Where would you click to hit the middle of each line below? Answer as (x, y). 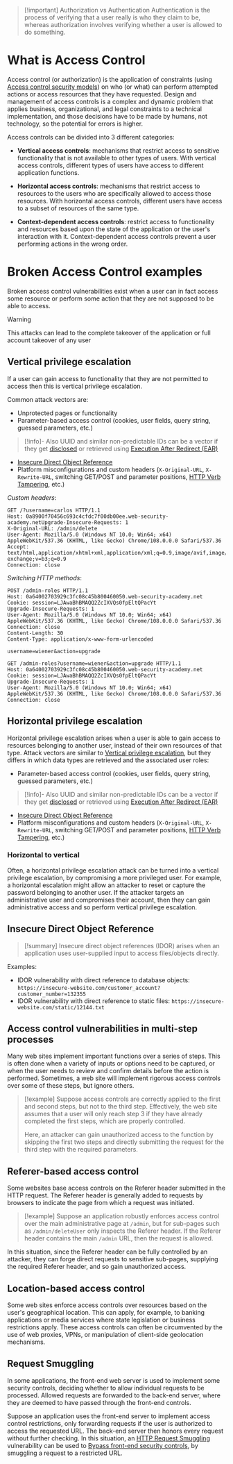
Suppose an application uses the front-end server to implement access (109, 1416)
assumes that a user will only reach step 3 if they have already (113, 1114)
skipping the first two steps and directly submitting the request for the (124, 1142)
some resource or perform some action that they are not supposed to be (111, 298)
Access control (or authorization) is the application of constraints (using (110, 79)
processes (31, 1040)
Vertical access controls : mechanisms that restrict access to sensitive (118, 150)
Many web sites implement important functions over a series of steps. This (114, 1056)
